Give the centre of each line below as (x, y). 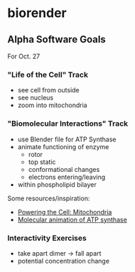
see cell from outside (48, 90)
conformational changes (64, 169)
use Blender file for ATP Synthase (67, 139)
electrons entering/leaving (67, 177)
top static (42, 162)
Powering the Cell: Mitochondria (65, 212)
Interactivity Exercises (47, 238)
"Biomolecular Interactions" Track (68, 124)
